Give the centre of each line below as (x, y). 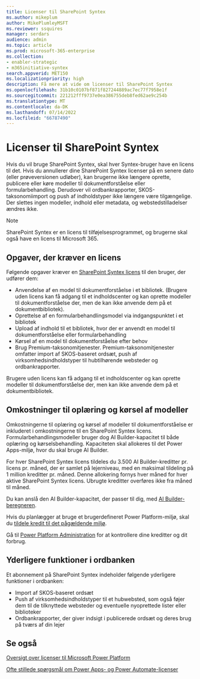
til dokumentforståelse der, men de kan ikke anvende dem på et (93, 303)
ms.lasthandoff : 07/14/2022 (41, 112)
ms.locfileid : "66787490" (38, 118)
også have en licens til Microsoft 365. (52, 239)
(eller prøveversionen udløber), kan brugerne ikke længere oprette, (89, 177)
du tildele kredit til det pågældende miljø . (57, 523)
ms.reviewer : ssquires (34, 29)
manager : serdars (28, 34)
